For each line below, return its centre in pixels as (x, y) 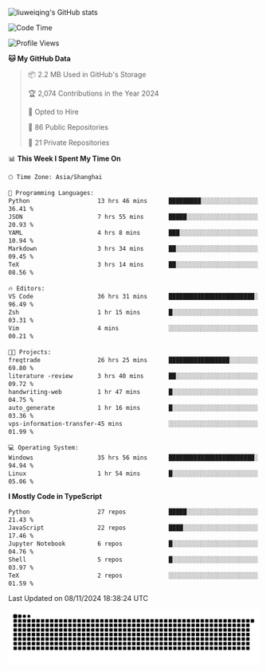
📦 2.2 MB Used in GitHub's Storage (87, 74)
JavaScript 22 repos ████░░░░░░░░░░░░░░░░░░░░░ (133, 528)
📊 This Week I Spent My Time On (65, 158)
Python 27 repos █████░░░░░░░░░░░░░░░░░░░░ (133, 512)
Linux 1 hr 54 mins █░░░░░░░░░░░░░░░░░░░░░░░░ (133, 474)
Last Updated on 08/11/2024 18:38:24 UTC (78, 598)
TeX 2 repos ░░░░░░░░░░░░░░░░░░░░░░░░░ (133, 575)
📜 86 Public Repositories (68, 127)
